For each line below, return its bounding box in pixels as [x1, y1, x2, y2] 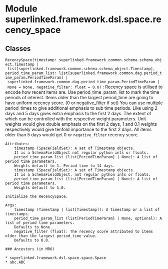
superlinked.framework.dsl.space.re [5, 14, 161, 25]
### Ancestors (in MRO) [5, 246, 55, 251]
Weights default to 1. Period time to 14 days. [14, 163, 115, 168]
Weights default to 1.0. [14, 185, 66, 190]
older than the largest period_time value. [5, 233, 97, 238]
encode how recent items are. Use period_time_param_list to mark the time [5, 89, 160, 95]
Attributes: [5, 141, 30, 146]
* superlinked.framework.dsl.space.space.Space [5, 255, 106, 260]
